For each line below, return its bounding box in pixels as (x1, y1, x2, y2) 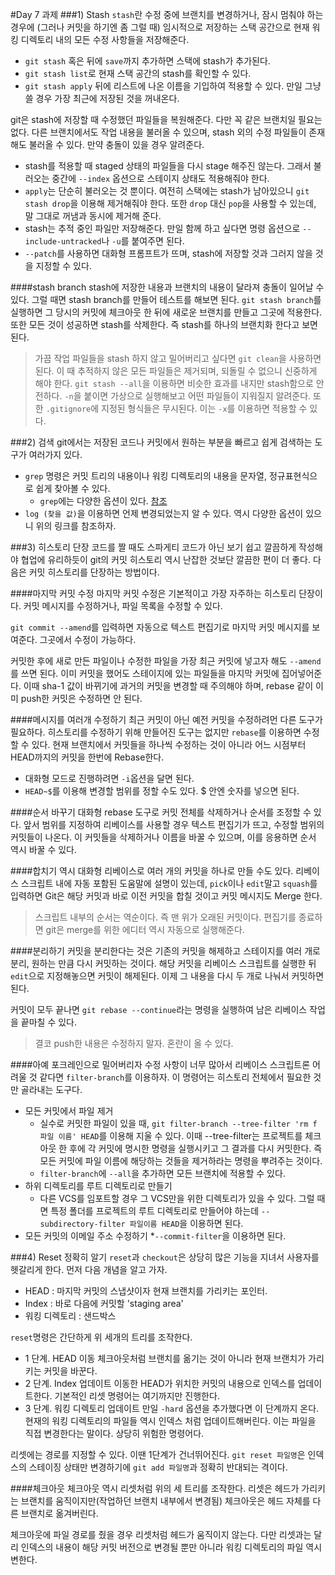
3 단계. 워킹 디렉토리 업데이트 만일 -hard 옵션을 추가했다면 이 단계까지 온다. (24, 1403, 320, 1414)
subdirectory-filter (39, 1219, 126, 1229)
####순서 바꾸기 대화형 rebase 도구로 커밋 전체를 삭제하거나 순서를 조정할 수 (10, 806, 312, 818)
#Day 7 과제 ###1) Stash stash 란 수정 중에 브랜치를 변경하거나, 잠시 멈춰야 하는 (10, 9, 324, 20)
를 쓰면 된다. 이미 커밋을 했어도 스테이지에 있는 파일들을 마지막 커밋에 (10, 668, 280, 679)
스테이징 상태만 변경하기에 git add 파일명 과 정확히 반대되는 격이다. (28, 1461, 288, 1473)
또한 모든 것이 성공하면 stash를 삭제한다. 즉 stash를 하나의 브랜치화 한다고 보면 (10, 319, 318, 330)
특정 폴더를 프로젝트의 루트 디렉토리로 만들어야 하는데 (50, 1205, 260, 1217)
